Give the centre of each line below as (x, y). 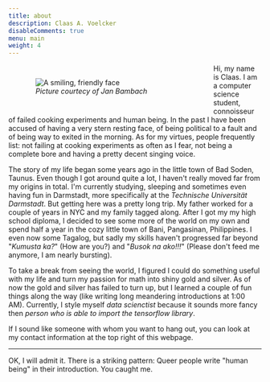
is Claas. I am (235, 77)
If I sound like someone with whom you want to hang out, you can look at (129, 329)
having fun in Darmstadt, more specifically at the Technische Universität (128, 195)
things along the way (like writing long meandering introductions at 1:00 (127, 296)
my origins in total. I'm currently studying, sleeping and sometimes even (127, 187)
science (226, 94)
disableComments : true (46, 31)
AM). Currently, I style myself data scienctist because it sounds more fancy (133, 305)
